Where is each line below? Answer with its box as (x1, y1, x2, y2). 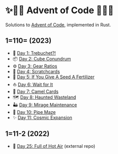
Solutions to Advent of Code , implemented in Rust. (5, 21, 111, 27)
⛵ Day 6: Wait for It (12, 81, 53, 87)
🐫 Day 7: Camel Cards (12, 88, 58, 95)
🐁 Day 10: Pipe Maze (12, 109, 56, 115)
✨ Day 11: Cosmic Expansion (12, 114, 73, 120)
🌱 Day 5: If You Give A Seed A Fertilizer (12, 74, 95, 80)
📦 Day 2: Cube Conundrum (12, 55, 71, 61)
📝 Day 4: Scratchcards (12, 68, 60, 74)
